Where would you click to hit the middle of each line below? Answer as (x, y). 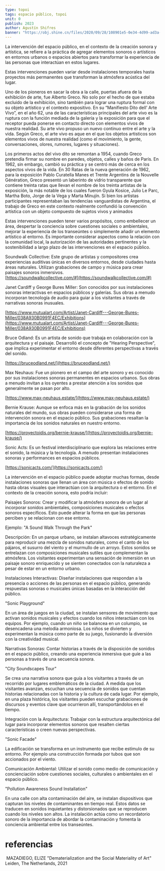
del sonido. (16, 353)
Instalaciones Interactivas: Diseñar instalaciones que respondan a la (74, 578)
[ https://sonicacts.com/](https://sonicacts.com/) (54, 467)
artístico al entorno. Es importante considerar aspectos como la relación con (82, 237)
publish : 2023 (20, 23)
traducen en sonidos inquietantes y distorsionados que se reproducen (76, 809)
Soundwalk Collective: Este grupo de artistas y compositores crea (72, 257)
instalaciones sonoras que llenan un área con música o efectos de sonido (79, 482)
